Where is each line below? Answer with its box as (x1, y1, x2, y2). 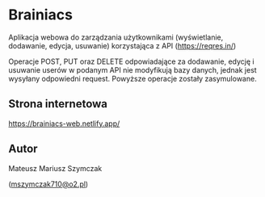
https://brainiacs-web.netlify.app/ (8, 119, 120, 128)
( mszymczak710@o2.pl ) (8, 179, 89, 189)
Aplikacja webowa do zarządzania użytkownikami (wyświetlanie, (8, 32, 224, 42)
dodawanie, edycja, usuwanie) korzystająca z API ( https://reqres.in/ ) (8, 40, 237, 50)
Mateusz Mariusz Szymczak (8, 163, 103, 173)
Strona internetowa (8, 97, 107, 111)
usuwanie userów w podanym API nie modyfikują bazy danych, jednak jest (8, 65, 257, 74)
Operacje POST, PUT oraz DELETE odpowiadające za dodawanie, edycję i (8, 57, 254, 66)
